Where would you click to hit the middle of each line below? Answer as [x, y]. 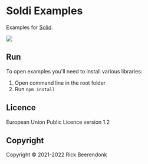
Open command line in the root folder [60, 83]
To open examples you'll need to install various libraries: [74, 71]
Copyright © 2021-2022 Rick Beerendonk [57, 155]
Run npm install [35, 89]
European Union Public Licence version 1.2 [58, 122]
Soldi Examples [45, 11]
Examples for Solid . [29, 27]
